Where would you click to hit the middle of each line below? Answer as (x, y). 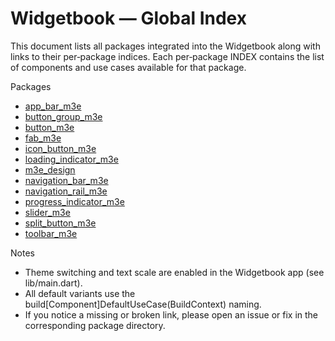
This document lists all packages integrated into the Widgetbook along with (165, 46)
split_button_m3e (60, 223)
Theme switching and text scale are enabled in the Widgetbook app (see (174, 272)
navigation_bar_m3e (66, 180)
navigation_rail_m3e (66, 191)
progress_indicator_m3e (74, 201)
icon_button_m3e (60, 148)
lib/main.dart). (53, 283)
